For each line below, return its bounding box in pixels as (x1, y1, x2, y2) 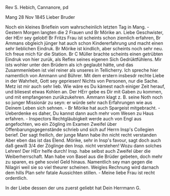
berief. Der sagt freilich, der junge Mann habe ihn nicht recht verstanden (5, 132, 157, 138)
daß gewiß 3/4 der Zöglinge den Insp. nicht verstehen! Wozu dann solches (5, 143, 162, 149)
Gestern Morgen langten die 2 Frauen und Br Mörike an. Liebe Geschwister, (5, 29, 164, 35)
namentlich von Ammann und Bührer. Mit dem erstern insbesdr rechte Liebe (5, 73, 164, 78)
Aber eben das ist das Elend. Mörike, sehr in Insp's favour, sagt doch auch (5, 137, 161, 143)
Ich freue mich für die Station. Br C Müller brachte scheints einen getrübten (5, 51, 163, 57)
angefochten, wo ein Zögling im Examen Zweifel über (5, 121, 117, 127)
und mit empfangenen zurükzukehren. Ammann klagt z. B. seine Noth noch (5, 94, 163, 100)
